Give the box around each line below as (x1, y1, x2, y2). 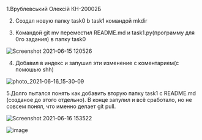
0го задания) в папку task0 (15, 36, 86, 42)
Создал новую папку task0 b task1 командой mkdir (15, 17, 148, 24)
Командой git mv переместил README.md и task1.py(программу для (15, 29, 195, 36)
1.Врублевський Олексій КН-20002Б (6, 6, 102, 12)
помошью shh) (15, 66, 54, 73)
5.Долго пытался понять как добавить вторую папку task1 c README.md (6, 90, 196, 97)
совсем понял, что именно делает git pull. (6, 103, 116, 110)
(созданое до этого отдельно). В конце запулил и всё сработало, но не (6, 96, 192, 103)
